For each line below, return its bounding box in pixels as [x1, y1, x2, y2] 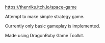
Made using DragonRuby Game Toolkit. [5, 33, 84, 38]
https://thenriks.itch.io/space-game [5, 4, 77, 10]
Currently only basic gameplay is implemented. [5, 23, 101, 29]
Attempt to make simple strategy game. [5, 14, 85, 19]
